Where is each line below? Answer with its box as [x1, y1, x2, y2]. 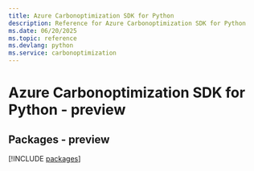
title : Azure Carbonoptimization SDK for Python [8, 11, 174, 20]
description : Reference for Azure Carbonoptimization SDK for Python [8, 19, 247, 27]
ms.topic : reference [8, 34, 78, 43]
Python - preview [8, 101, 126, 119]
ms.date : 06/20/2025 [8, 26, 78, 35]
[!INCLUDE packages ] [8, 154, 81, 163]
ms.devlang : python [8, 42, 74, 50]
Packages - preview [8, 132, 110, 146]
